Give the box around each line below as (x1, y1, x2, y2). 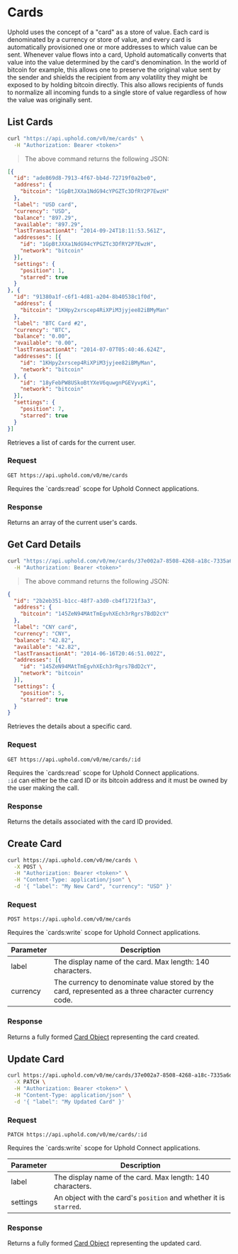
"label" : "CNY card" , (13, 623, 78, 631)
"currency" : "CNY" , (13, 630, 72, 637)
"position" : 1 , (20, 267, 65, 274)
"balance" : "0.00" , (13, 333, 72, 340)
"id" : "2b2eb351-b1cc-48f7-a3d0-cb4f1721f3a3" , (13, 597, 157, 604)
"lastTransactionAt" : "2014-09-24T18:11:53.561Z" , (13, 228, 166, 235)
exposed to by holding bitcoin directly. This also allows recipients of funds (7, 80, 224, 89)
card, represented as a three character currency (53, 987, 214, 997)
